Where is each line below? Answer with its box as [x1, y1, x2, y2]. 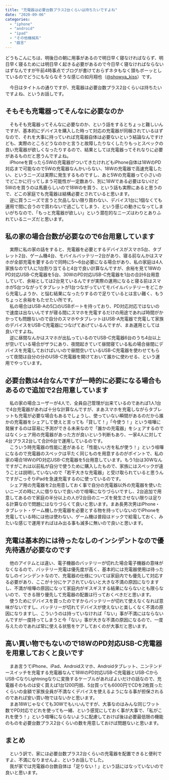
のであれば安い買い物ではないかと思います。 [5, 695, 98, 701]
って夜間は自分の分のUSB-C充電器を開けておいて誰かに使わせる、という [5, 354, 156, 360]
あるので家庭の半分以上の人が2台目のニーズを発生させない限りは [18, 495, 153, 501]
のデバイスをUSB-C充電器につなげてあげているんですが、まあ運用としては [5, 322, 160, 328]
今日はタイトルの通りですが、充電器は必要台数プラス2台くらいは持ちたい [9, 84, 162, 90]
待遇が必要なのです [12, 546, 71, 554]
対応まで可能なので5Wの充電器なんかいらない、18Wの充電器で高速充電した [5, 165, 162, 172]
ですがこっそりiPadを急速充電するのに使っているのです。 [5, 476, 124, 482]
